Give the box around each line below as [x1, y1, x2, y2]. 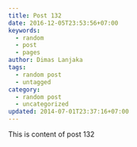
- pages [15, 48, 41, 56]
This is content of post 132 [8, 130, 95, 139]
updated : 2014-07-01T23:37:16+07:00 [8, 108, 129, 116]
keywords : [8, 26, 41, 34]
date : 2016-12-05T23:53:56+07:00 [8, 19, 119, 27]
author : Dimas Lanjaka [8, 56, 83, 64]
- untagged [15, 78, 51, 86]
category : [8, 85, 41, 94]
